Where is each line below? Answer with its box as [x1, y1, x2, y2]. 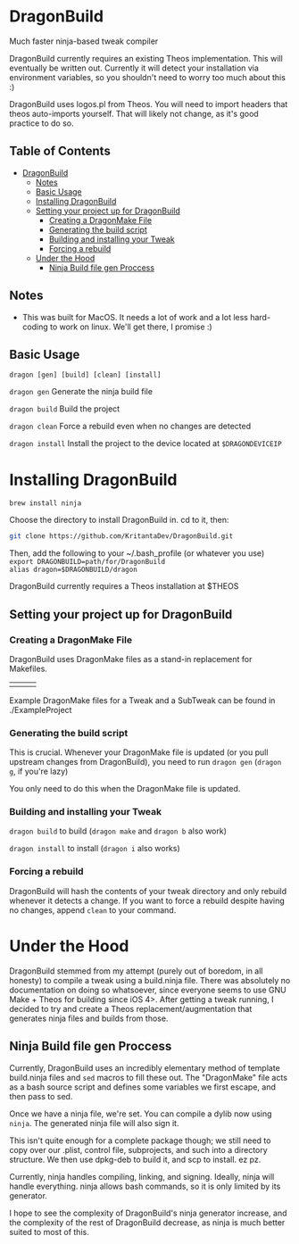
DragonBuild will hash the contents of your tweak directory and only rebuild [9, 885, 287, 896]
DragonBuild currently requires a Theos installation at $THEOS [9, 581, 239, 592]
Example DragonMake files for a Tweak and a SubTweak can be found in [9, 694, 276, 706]
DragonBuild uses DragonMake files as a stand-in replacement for [9, 653, 253, 664]
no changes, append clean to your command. [9, 904, 177, 916]
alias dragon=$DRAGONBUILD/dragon [9, 565, 138, 575]
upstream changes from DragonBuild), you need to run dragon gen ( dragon [9, 757, 282, 767]
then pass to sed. [9, 1091, 73, 1101]
